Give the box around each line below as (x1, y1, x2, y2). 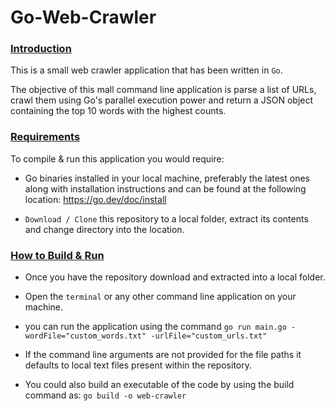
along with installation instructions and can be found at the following (24, 182, 307, 195)
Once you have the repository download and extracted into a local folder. (24, 271, 326, 283)
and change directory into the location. (24, 223, 185, 235)
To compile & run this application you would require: (10, 152, 225, 165)
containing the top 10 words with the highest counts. (10, 105, 227, 117)
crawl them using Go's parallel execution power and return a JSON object (10, 94, 314, 106)
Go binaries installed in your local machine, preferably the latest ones (24, 172, 310, 184)
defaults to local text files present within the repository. (24, 359, 252, 371)
